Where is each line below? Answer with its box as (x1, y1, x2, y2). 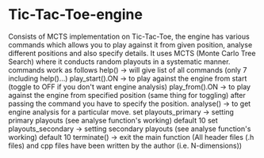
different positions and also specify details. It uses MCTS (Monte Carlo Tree (8, 48, 256, 58)
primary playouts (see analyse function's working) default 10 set (8, 115, 218, 125)
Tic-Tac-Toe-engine (8, 6, 143, 24)
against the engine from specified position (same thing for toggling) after (8, 90, 246, 100)
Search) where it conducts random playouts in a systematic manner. (8, 57, 231, 66)
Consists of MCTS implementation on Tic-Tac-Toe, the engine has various (8, 32, 250, 41)
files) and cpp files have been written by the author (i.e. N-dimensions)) (8, 141, 243, 150)
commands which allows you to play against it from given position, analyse (8, 39, 253, 49)
